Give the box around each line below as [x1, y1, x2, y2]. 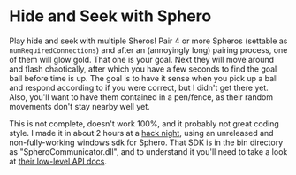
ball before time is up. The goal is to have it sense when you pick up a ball [9, 72, 278, 83]
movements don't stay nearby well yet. [9, 101, 150, 111]
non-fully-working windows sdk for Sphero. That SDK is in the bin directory [9, 137, 284, 148]
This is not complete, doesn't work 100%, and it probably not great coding [9, 118, 280, 129]
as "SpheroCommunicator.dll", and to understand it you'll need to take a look [9, 146, 288, 156]
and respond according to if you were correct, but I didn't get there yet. [9, 82, 269, 93]
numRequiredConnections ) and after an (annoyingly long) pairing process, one [9, 44, 288, 55]
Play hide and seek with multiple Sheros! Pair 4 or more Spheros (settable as [9, 35, 288, 46]
